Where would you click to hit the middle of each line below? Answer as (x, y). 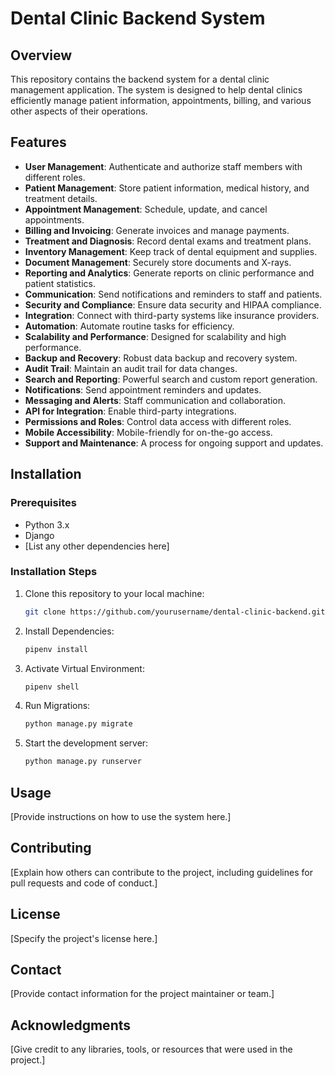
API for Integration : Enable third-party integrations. (130, 411)
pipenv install (56, 649)
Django (39, 535)
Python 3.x (47, 524)
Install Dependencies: (69, 631)
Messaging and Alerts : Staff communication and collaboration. (155, 400)
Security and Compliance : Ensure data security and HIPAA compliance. (173, 304)
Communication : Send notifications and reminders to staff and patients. (173, 294)
